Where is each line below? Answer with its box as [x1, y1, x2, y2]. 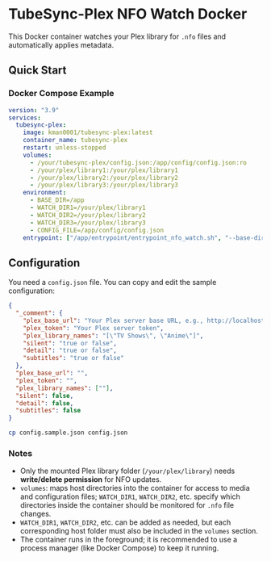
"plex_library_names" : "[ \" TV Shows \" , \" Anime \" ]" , [23, 332, 204, 340]
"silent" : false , [15, 391, 74, 400]
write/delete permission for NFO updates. [19, 475, 162, 484]
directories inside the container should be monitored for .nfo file [19, 500, 235, 510]
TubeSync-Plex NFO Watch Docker [8, 5, 248, 23]
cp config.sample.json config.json [8, 429, 128, 437]
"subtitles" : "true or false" [23, 354, 125, 362]
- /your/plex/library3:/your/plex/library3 [29, 181, 179, 190]
